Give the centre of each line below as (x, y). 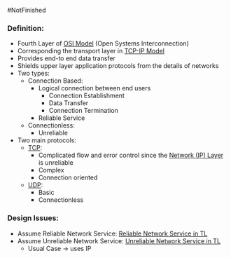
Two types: (34, 74)
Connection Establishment (86, 96)
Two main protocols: (47, 140)
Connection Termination (84, 111)
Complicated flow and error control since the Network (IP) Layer (131, 155)
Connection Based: (55, 81)
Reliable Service (62, 118)
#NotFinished (27, 10)
